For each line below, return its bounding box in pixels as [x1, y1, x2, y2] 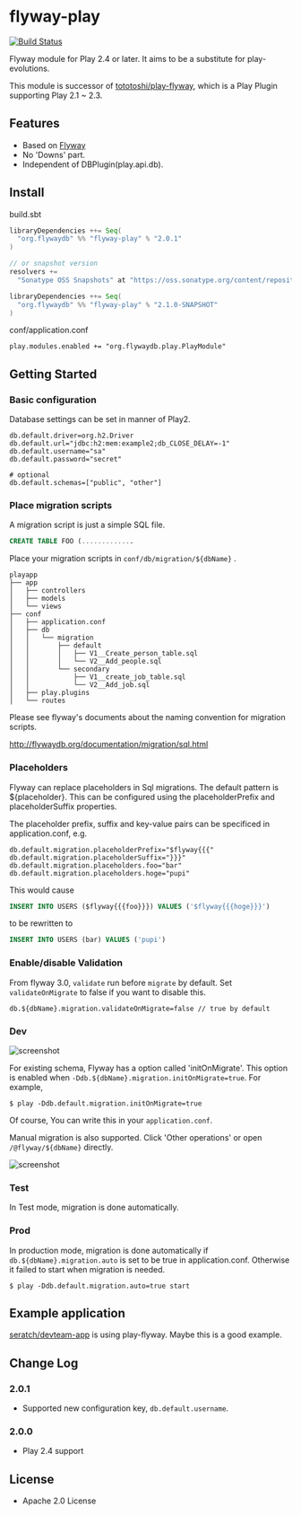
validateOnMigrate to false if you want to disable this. [9, 986, 206, 998]
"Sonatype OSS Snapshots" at [17, 276, 126, 285]
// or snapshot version [9, 259, 99, 269]
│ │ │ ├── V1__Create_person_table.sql [9, 649, 199, 658]
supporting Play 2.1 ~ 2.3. [9, 90, 103, 101]
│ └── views [9, 602, 63, 612]
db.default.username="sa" [9, 447, 106, 456]
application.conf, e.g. [9, 828, 88, 839]
